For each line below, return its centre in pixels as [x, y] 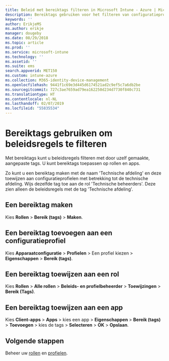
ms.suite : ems [20, 66]
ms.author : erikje [24, 29]
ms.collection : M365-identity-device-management [57, 80]
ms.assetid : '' [21, 62]
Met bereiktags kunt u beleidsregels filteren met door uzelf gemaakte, [77, 158]
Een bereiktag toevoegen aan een [59, 233]
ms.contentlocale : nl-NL [31, 99]
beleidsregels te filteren [56, 144]
